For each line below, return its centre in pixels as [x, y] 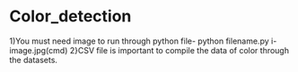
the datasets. [34, 60]
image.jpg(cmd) [39, 50]
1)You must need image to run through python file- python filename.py [139, 41]
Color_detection [70, 16]
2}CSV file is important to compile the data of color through [180, 50]
